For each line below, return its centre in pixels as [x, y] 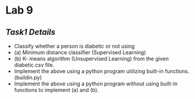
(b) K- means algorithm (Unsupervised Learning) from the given [91, 59]
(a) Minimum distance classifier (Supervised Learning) [80, 52]
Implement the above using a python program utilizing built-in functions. [102, 71]
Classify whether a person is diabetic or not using [74, 46]
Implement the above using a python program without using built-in [96, 84]
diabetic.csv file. [34, 65]
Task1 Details [31, 32]
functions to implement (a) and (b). [56, 90]
